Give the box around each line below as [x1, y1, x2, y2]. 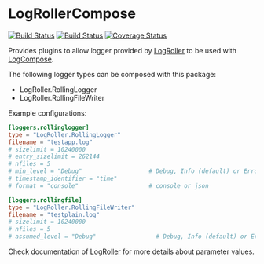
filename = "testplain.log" [8, 211, 101, 218]
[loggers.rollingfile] [8, 196, 82, 204]
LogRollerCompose [8, 5, 136, 23]
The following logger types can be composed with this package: [8, 69, 216, 79]
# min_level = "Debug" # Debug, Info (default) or [8, 167, 241, 175]
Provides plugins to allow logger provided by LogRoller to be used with [8, 46, 237, 55]
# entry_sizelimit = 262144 [8, 152, 101, 161]
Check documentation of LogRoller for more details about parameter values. [8, 247, 255, 256]
